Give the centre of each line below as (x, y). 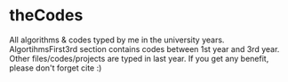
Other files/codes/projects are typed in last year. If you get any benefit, (139, 58)
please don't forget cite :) (56, 68)
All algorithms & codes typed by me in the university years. (117, 40)
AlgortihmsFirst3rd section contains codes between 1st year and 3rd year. (144, 48)
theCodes (46, 15)
